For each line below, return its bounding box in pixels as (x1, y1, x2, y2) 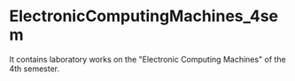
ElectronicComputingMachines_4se (9, 6, 279, 26)
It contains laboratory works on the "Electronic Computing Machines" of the (9, 54, 286, 64)
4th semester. (9, 63, 60, 74)
